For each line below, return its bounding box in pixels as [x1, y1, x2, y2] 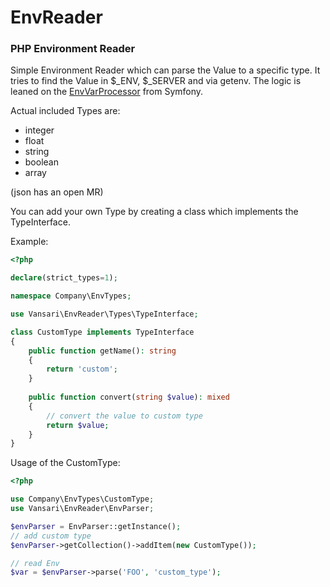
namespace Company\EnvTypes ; [10, 291, 132, 301]
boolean [24, 156, 59, 168]
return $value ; [46, 420, 110, 430]
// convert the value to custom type [46, 411, 203, 421]
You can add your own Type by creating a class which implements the [10, 206, 299, 218]
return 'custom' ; [46, 364, 118, 375]
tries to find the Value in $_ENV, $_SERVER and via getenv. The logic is [10, 75, 302, 87]
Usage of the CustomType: [10, 457, 121, 469]
